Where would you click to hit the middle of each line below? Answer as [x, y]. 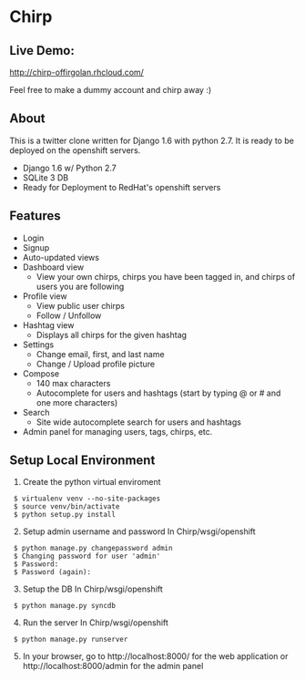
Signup [36, 247]
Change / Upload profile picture [96, 364]
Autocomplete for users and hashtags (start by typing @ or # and [158, 393]
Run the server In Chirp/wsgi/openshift [95, 623]
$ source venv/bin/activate [66, 507]
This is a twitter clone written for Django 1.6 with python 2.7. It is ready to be [152, 140]
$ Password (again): [52, 572]
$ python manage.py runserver [71, 640]
